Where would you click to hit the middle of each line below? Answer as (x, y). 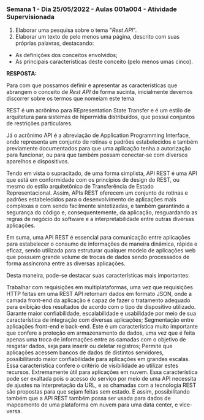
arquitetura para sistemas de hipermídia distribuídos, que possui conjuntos (100, 117)
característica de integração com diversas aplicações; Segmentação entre (100, 320)
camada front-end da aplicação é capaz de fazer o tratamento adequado (99, 300)
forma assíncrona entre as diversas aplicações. (66, 263)
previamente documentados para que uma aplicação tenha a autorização (99, 149)
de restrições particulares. (40, 123)
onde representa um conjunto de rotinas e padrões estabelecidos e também (102, 142)
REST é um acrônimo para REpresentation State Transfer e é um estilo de (99, 111)
